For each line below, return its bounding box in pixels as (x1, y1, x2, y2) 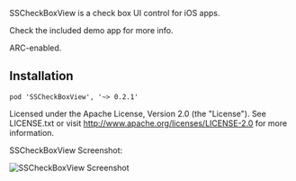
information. (9, 127, 55, 138)
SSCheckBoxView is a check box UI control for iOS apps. (9, 8, 220, 18)
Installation (9, 68, 74, 84)
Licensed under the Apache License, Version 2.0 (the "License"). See (9, 108, 267, 119)
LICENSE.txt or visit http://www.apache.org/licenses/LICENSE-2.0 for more (9, 117, 288, 129)
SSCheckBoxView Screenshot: (9, 144, 123, 156)
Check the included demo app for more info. (9, 25, 174, 35)
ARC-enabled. (9, 42, 62, 53)
